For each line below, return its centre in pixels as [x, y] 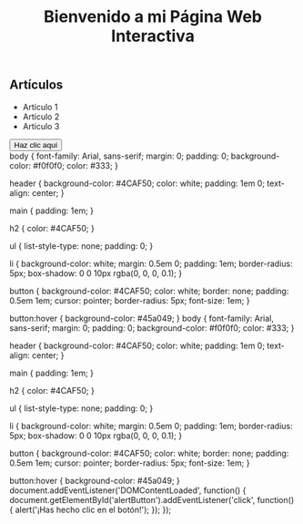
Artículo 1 [40, 107]
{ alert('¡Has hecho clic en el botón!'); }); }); [91, 509]
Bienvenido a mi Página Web [153, 17]
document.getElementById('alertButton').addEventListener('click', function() [152, 499]
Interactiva [153, 36]
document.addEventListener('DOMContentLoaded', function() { [128, 490]
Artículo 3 [41, 126]
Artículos [36, 85]
